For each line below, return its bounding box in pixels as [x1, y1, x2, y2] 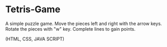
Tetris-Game [5, 4, 61, 15]
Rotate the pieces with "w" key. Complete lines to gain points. [5, 26, 136, 32]
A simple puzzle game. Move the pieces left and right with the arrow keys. [5, 20, 162, 27]
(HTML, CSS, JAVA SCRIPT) [5, 36, 65, 42]
